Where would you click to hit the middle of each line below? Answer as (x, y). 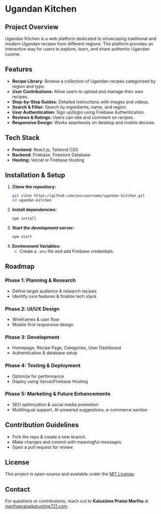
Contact (17, 489)
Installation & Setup (35, 175)
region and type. (28, 86)
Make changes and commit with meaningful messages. (67, 442)
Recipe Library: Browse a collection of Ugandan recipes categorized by (84, 81)
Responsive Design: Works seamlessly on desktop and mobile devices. (84, 122)
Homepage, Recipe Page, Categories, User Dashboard (66, 348)
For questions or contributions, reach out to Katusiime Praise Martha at (77, 501)
